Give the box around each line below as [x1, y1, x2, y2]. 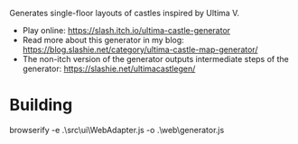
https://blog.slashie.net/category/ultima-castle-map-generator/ [22, 44, 258, 55]
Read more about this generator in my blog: [22, 35, 185, 45]
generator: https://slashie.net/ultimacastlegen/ [22, 63, 196, 74]
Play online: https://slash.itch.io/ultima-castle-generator [22, 25, 231, 35]
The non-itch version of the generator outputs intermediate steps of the [22, 54, 289, 64]
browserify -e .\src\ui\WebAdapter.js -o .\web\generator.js [9, 124, 225, 135]
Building [9, 94, 73, 115]
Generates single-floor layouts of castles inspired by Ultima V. [9, 8, 239, 18]
